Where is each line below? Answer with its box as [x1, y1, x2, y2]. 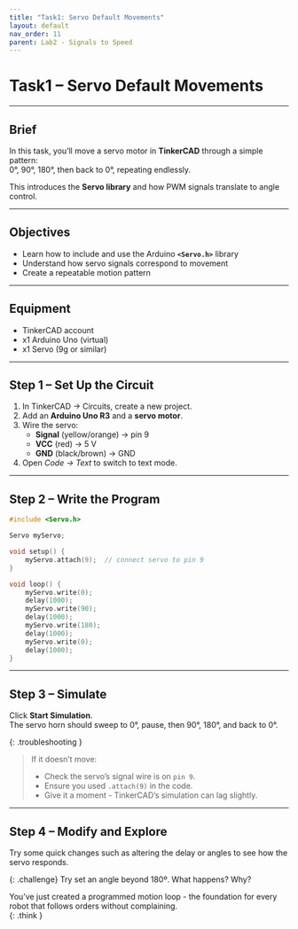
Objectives [9, 225, 71, 240]
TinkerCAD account [21, 324, 95, 335]
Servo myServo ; [9, 531, 66, 541]
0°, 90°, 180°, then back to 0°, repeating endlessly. [9, 165, 192, 175]
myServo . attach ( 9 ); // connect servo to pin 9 [25, 555, 204, 564]
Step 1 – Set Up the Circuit [9, 378, 154, 393]
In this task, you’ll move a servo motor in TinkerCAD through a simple [9, 145, 263, 156]
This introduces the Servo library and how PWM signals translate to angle [9, 182, 280, 191]
